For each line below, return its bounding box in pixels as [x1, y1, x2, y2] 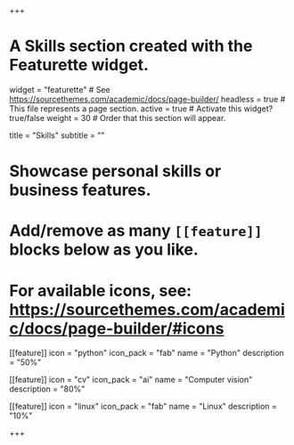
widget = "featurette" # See [9, 84, 110, 94]
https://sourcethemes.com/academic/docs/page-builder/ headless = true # [9, 93, 286, 104]
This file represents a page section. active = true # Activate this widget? [9, 103, 274, 114]
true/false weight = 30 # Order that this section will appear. [9, 112, 226, 123]
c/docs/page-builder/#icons [9, 318, 225, 338]
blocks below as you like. [9, 239, 199, 260]
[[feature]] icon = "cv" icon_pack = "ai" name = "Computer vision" [9, 375, 253, 385]
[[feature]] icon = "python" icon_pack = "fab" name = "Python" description [9, 348, 285, 359]
